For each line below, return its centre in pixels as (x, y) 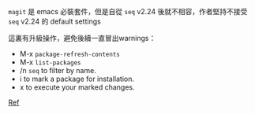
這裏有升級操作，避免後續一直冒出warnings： (82, 38)
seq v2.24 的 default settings (54, 21)
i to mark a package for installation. (77, 79)
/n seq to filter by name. (58, 70)
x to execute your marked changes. (77, 87)
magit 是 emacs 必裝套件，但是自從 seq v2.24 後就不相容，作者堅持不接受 (128, 11)
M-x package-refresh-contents (69, 54)
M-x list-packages (50, 62)
